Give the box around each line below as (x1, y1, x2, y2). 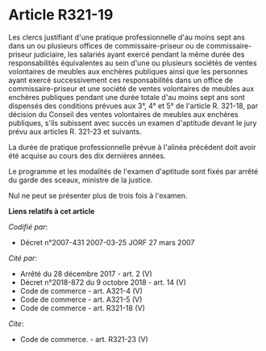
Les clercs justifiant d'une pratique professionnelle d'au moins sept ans (8, 32, 246, 42)
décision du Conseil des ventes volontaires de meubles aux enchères (8, 109, 239, 119)
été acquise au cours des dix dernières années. (8, 151, 166, 161)
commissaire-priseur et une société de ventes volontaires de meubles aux (8, 83, 255, 94)
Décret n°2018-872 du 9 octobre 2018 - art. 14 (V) (19, 277, 187, 287)
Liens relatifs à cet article (8, 206, 95, 215)
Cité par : (8, 253, 38, 263)
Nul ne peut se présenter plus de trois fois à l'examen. (8, 190, 188, 200)
